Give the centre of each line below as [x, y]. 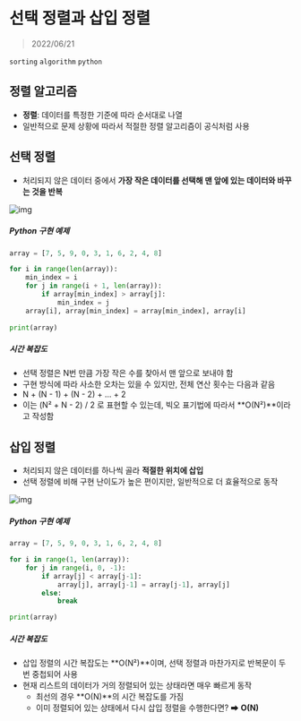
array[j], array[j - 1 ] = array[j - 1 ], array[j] [143, 584]
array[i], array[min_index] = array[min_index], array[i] [136, 311]
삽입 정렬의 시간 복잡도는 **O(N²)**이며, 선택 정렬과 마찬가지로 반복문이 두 [154, 663]
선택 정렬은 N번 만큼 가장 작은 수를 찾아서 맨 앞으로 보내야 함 [128, 373]
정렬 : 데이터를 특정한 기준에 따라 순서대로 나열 [103, 115]
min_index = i [52, 278]
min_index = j [83, 302]
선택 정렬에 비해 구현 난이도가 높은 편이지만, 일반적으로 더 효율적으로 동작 [150, 482]
